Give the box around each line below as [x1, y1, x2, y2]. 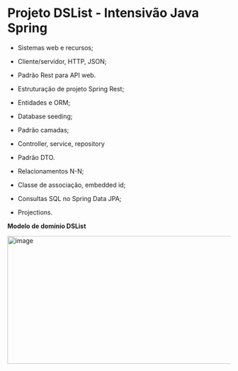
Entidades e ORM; [17, 98, 71, 107]
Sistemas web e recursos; [17, 43, 93, 52]
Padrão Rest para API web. [17, 71, 96, 79]
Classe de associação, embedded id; [17, 181, 126, 189]
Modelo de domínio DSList [7, 222, 86, 230]
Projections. [17, 207, 53, 217]
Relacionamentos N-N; [17, 166, 84, 175]
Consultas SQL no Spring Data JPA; [17, 194, 122, 202]
